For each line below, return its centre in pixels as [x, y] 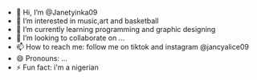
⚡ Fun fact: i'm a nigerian [57, 67]
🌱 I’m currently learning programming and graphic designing [116, 29]
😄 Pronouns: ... [42, 58]
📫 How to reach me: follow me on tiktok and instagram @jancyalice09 [132, 47]
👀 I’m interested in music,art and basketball [87, 21]
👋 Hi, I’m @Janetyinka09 [57, 12]
